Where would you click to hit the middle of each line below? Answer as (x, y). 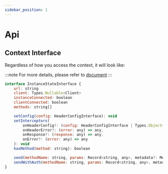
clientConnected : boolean (41, 102)
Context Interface (33, 53)
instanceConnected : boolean (43, 98)
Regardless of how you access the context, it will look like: (65, 65)
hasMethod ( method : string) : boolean (52, 148)
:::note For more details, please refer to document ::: (58, 74)
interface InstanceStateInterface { (43, 84)
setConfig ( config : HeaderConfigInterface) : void (65, 116)
